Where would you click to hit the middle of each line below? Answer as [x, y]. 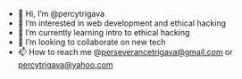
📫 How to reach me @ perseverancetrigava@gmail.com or [125, 52]
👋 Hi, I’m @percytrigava [61, 14]
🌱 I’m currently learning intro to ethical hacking [104, 32]
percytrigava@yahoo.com [65, 65]
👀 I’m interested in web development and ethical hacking [121, 23]
